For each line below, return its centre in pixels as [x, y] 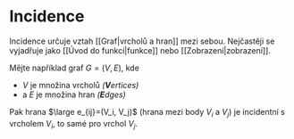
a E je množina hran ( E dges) [74, 94]
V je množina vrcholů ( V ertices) [80, 85]
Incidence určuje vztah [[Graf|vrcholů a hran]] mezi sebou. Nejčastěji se [142, 41]
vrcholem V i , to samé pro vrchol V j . [74, 124]
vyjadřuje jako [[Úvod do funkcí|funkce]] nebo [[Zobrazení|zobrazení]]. [140, 50]
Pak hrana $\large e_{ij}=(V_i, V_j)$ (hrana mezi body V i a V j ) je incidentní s [147, 113]
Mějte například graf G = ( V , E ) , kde [75, 68]
